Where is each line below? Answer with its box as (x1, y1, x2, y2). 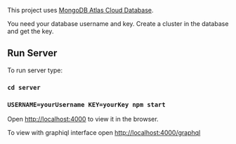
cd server (7, 84, 41, 91)
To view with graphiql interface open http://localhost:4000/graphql (7, 129, 201, 137)
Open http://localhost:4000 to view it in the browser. (7, 115, 159, 124)
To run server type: (7, 66, 63, 74)
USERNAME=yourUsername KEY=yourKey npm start (7, 100, 166, 108)
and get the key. (7, 27, 54, 35)
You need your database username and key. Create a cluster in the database (7, 20, 229, 27)
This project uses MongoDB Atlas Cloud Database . (7, 6, 154, 14)
